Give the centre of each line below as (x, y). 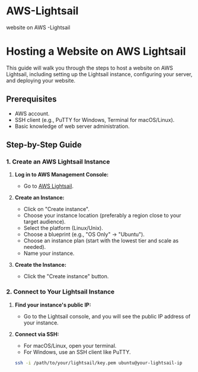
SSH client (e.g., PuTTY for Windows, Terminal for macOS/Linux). (95, 119)
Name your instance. (49, 253)
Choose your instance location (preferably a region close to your (103, 216)
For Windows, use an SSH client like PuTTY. (77, 352)
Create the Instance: (41, 265)
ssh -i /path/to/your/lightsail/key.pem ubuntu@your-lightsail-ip (98, 363)
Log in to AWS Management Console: (61, 175)
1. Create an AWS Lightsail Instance (58, 162)
